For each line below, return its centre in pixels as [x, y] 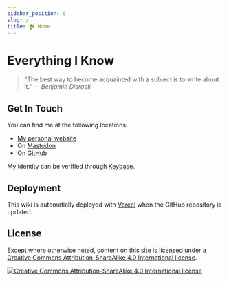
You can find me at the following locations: [67, 125]
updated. [20, 211]
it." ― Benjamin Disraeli [57, 87]
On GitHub [32, 153]
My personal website [47, 138]
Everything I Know [61, 60]
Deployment [34, 188]
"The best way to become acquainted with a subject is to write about [121, 79]
